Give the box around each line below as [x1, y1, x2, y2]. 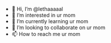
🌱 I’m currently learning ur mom [11, 18, 89, 24]
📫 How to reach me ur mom [11, 31, 80, 37]
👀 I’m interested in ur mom [11, 12, 76, 19]
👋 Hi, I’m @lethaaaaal [11, 6, 63, 12]
